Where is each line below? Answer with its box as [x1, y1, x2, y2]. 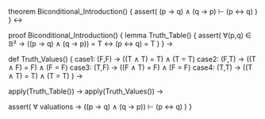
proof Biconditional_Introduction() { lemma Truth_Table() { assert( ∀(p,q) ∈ [8, 31, 252, 40]
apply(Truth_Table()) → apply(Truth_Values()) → [8, 86, 164, 96]
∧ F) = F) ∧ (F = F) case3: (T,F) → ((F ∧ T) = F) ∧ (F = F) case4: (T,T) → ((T [8, 63, 253, 72]
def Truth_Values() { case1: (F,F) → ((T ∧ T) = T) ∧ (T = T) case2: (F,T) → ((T [8, 55, 256, 63]
